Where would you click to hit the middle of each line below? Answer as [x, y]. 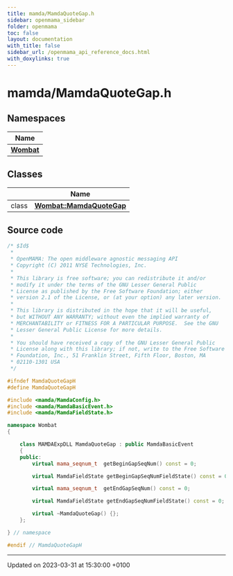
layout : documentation [40, 40]
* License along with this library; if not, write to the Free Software [118, 349]
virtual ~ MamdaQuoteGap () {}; [76, 514]
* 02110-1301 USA [35, 362]
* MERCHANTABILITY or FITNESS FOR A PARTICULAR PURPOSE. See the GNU [114, 323]
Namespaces [36, 119]
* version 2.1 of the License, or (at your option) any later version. [116, 298]
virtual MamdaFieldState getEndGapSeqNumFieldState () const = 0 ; [129, 501]
